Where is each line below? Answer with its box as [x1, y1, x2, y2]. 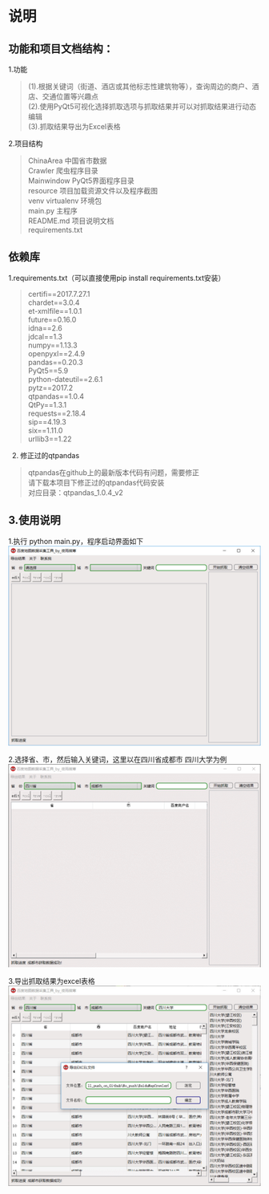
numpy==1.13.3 [27, 340, 78, 350]
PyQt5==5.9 [27, 366, 69, 376]
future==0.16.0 [27, 315, 77, 324]
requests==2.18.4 [27, 408, 86, 418]
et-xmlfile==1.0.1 [27, 306, 82, 315]
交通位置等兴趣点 [42, 91, 98, 101]
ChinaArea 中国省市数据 [27, 156, 107, 165]
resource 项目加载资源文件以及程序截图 [27, 186, 159, 195]
